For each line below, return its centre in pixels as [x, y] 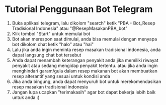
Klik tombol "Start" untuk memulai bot [51, 33]
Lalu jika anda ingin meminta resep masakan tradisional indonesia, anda [86, 49]
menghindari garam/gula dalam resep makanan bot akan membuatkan [85, 70]
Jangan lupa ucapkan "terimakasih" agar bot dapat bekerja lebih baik [84, 92]
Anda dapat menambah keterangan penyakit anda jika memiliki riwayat [85, 60]
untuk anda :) [26, 97]
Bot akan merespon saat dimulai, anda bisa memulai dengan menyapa [85, 39]
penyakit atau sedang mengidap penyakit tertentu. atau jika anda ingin [85, 65]
